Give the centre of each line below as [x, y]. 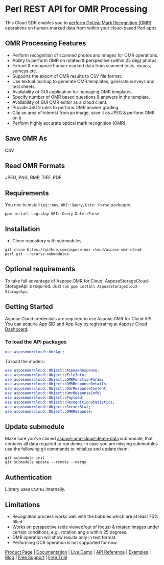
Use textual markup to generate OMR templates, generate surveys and [83, 81]
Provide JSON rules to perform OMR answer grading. [66, 107]
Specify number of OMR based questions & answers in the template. [81, 97]
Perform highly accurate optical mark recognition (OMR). [70, 123]
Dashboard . [17, 329]
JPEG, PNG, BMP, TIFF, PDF [33, 177]
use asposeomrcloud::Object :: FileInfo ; [46, 375]
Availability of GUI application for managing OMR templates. [72, 91]
